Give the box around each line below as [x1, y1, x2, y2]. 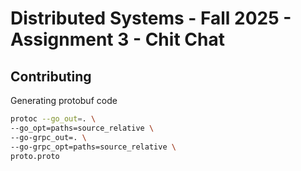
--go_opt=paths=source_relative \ [10, 123, 155, 133]
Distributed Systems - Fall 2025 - [10, 7, 292, 30]
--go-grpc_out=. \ [10, 132, 87, 142]
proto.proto [10, 151, 60, 161]
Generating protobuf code [10, 95, 118, 106]
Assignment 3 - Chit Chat [10, 28, 225, 51]
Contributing [10, 68, 92, 85]
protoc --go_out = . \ [10, 114, 97, 124]
